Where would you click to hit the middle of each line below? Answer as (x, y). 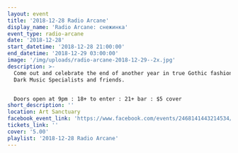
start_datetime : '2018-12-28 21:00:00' (66, 47)
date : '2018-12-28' (36, 40)
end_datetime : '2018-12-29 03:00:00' (63, 54)
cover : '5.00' (28, 132)
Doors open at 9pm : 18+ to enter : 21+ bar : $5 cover (98, 99)
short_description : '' (41, 106)
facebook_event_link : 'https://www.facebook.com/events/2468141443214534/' (121, 119)
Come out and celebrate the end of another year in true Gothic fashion (123, 73)
